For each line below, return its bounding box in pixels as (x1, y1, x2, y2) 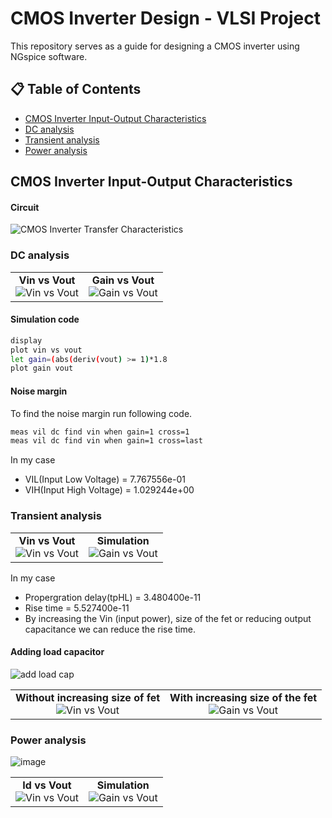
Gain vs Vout (91, 273, 155, 287)
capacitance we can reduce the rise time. (24, 623, 196, 635)
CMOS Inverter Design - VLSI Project (10, 7, 322, 30)
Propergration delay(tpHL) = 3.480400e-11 (24, 591, 202, 603)
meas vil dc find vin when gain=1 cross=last (10, 436, 203, 446)
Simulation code (10, 313, 80, 326)
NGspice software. (10, 50, 88, 62)
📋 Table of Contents (10, 81, 142, 98)
